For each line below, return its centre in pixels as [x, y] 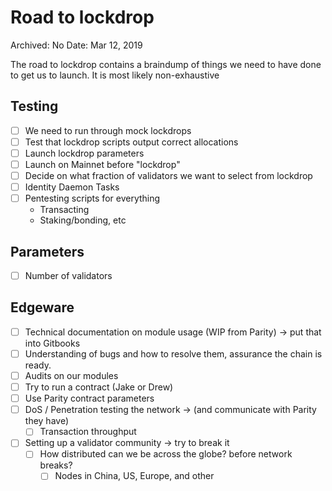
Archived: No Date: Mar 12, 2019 [76, 45]
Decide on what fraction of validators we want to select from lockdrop [168, 175]
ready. [38, 365]
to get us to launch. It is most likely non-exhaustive [115, 75]
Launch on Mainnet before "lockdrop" [102, 164]
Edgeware [42, 307]
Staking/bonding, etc [83, 220]
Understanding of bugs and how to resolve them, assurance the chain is [173, 353]
